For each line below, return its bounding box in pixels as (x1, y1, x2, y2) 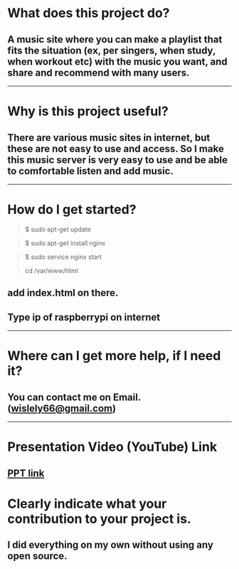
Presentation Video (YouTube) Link (7, 439, 218, 455)
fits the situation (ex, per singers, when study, (7, 44, 216, 56)
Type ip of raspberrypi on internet (7, 311, 161, 323)
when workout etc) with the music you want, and (7, 55, 228, 68)
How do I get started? (7, 201, 137, 218)
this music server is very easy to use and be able (7, 154, 228, 166)
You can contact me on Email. (7, 391, 141, 403)
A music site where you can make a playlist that (7, 33, 223, 46)
